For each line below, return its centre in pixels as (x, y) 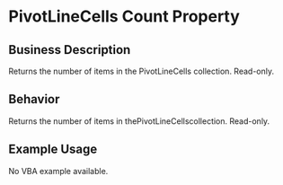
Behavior (34, 99)
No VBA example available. (58, 171)
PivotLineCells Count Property (124, 17)
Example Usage (53, 150)
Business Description (70, 50)
